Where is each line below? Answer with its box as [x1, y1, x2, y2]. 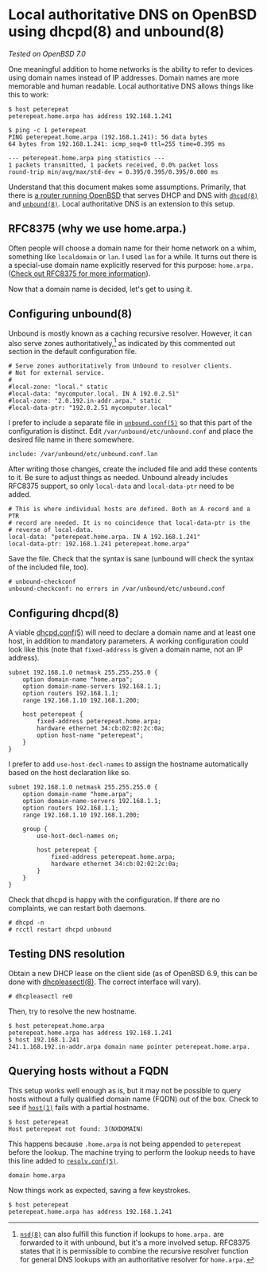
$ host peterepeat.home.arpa [8, 1022, 105, 1030]
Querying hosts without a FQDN [8, 1065, 169, 1078]
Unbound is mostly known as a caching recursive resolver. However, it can [8, 329, 253, 338]
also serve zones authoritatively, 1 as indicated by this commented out [8, 337, 236, 348]
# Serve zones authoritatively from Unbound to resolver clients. [8, 362, 233, 370]
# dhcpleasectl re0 [8, 992, 73, 1000]
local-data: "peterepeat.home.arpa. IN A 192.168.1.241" [8, 533, 201, 541]
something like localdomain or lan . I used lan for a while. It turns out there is [8, 251, 257, 261]
